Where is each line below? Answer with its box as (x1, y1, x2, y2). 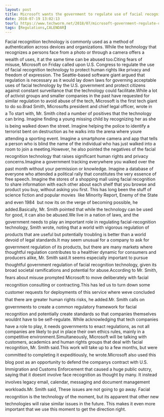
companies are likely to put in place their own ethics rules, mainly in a (5, 329, 145, 335)
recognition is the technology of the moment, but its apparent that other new (5, 394, 159, 400)
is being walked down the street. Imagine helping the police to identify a (5, 123, 150, 129)
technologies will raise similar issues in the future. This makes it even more (5, 401, 155, 407)
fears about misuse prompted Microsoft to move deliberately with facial (5, 275, 149, 281)
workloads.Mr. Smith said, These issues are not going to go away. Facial (5, 387, 150, 393)
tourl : (5, 21, 19, 26)
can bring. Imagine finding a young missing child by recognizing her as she (5, 116, 156, 122)
